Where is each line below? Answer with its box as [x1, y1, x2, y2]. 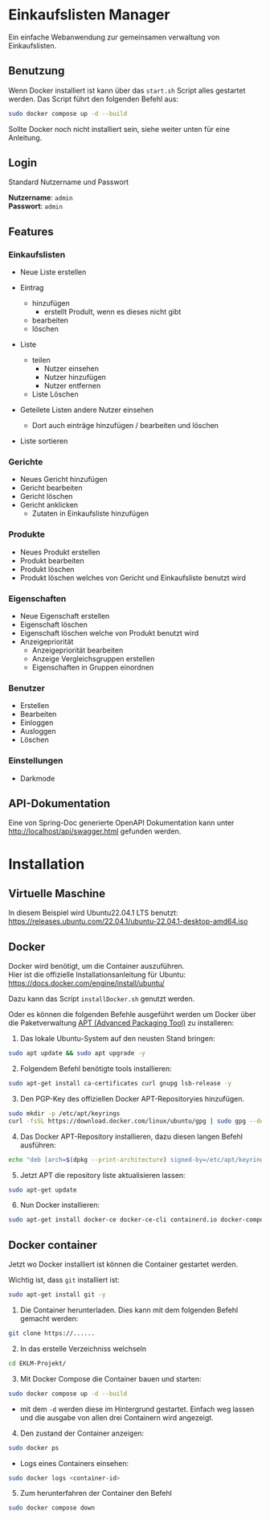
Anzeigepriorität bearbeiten [31, 645, 124, 655]
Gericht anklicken [19, 500, 79, 510]
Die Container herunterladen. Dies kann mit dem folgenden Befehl [19, 1305, 239, 1315]
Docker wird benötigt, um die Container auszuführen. [8, 962, 185, 971]
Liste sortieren [19, 436, 68, 446]
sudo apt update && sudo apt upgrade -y [8, 1049, 146, 1057]
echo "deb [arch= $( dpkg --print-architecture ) [8, 1155, 167, 1164]
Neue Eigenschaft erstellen [19, 612, 110, 621]
